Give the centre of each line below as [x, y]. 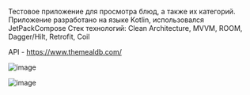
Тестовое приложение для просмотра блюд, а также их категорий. [122, 11]
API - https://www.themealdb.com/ [65, 52]
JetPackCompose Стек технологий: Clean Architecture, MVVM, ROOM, [125, 28]
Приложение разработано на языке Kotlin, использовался [106, 20]
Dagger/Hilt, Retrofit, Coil [49, 36]
